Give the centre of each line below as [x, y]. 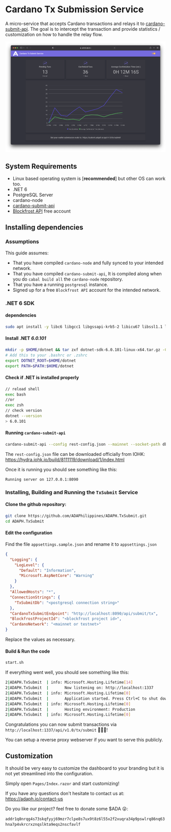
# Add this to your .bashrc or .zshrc [46, 355]
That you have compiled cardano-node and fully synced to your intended [88, 263]
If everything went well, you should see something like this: [67, 673]
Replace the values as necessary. [40, 639]
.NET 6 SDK [20, 303]
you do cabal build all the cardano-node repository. [68, 279]
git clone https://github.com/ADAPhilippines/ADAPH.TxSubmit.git [76, 516]
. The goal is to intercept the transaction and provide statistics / [94, 29]
